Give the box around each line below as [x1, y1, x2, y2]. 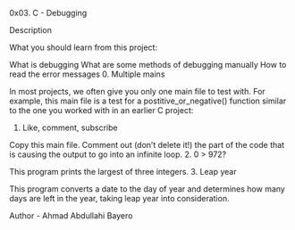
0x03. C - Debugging [9, 8, 88, 18]
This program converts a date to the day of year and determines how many [9, 184, 286, 194]
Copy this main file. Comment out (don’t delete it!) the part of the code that [9, 140, 284, 150]
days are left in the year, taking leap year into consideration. [9, 193, 230, 203]
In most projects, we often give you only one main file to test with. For [9, 86, 265, 96]
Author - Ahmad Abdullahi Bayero [9, 210, 133, 221]
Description [9, 25, 52, 35]
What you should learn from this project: [9, 42, 158, 53]
